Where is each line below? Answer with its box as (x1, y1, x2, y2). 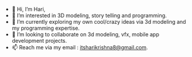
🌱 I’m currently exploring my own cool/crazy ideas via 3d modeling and (11, 18, 186, 25)
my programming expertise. (11, 24, 80, 31)
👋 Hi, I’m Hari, (11, 6, 46, 12)
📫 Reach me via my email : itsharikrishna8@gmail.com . (11, 44, 149, 50)
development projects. (11, 37, 67, 44)
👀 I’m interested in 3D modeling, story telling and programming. (11, 12, 167, 19)
